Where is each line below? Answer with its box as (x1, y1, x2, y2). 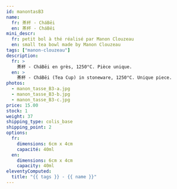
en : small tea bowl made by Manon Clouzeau (11, 42, 121, 48)
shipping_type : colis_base (6, 119, 73, 125)
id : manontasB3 (6, 8, 44, 15)
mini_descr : (6, 31, 36, 37)
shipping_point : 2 (6, 124, 52, 130)
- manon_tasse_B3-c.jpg (11, 97, 70, 102)
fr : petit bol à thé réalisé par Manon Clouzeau (11, 36, 134, 42)
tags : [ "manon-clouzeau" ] (6, 47, 70, 53)
